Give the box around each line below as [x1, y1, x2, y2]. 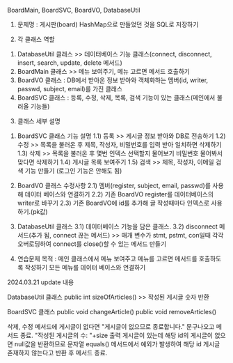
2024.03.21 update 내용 [7, 278, 74, 286]
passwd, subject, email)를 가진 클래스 [17, 85, 123, 93]
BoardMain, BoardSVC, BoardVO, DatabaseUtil [7, 6, 140, 14]
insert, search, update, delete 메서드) [17, 59, 123, 67]
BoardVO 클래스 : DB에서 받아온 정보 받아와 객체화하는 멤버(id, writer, [17, 76, 209, 84]
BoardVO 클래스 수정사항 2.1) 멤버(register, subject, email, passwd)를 [17, 181, 211, 190]
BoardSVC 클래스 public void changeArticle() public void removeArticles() [7, 308, 217, 316]
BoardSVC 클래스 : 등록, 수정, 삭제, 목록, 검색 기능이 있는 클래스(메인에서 [17, 93, 216, 102]
